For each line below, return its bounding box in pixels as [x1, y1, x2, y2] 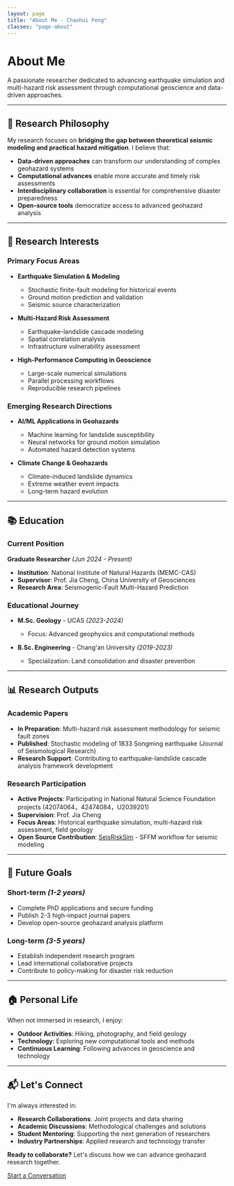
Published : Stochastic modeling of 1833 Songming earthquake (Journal [17, 739, 224, 748]
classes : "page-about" [7, 23, 73, 30]
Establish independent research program [17, 951, 134, 960]
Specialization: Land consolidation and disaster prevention [27, 657, 196, 665]
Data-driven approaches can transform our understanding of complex [17, 157, 221, 166]
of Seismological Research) [17, 746, 96, 755]
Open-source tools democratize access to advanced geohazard [17, 201, 203, 209]
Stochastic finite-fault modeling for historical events [27, 285, 177, 294]
